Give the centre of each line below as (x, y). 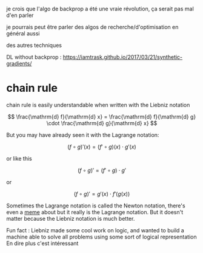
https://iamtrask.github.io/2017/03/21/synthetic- (123, 57)
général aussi (23, 33)
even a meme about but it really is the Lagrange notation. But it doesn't (95, 212)
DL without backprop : (34, 57)
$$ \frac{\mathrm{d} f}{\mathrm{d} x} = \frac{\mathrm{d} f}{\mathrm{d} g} (102, 116)
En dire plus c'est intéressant (42, 243)
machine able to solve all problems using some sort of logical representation (101, 237)
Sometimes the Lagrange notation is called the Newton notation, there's (96, 206)
